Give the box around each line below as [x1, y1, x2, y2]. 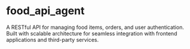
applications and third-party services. [6, 36, 99, 43]
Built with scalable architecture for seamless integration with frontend [6, 30, 177, 37]
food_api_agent [6, 4, 85, 18]
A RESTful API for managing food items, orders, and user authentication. [6, 24, 184, 31]
